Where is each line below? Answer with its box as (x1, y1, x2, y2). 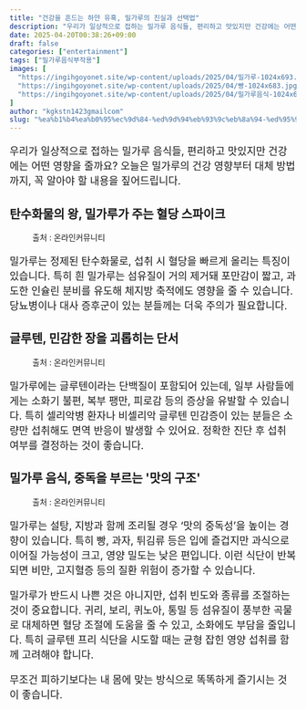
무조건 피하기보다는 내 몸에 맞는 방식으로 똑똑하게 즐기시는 (9, 673, 275, 686)
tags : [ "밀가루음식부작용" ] (9, 56, 101, 65)
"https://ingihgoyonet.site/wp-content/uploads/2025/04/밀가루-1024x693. (17, 73, 298, 82)
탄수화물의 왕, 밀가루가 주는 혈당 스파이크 (9, 206, 226, 222)
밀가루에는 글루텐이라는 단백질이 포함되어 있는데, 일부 (9, 380, 253, 392)
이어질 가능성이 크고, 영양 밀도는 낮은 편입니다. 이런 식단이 (9, 548, 275, 562)
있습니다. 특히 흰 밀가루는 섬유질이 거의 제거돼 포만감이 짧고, (9, 269, 284, 283)
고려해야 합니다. (21, 648, 94, 662)
